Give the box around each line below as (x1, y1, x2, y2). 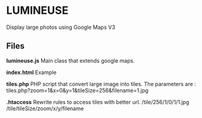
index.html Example (6, 69, 57, 76)
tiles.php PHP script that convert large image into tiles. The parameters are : (6, 80, 197, 87)
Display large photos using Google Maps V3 (6, 23, 116, 31)
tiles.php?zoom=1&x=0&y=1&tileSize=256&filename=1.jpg (6, 87, 149, 94)
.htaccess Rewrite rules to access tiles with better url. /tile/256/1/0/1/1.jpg (6, 98, 190, 105)
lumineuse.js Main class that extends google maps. (6, 57, 135, 64)
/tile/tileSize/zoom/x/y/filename (6, 105, 84, 112)
